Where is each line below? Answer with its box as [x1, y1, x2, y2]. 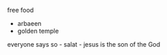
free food [7, 6, 34, 14]
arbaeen [17, 19, 42, 27]
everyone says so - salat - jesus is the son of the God [7, 40, 161, 48]
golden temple [17, 27, 59, 35]
